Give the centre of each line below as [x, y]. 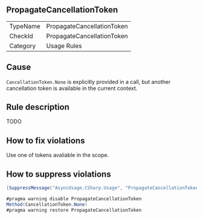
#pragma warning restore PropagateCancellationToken [74, 210]
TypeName [25, 26]
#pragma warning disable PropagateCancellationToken [74, 198]
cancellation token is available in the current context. [72, 88]
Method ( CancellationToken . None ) [47, 205]
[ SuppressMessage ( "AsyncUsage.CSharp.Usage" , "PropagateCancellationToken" [104, 188]
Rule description [38, 107]
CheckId [21, 36]
